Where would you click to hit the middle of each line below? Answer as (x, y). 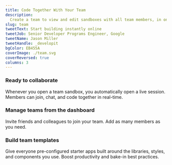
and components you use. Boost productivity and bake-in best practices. (82, 157)
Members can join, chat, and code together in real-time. (64, 97)
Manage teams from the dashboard (50, 110)
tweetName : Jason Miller (32, 39)
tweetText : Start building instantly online (53, 29)
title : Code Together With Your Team (46, 10)
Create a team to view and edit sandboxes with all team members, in (85, 19)
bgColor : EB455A (23, 48)
